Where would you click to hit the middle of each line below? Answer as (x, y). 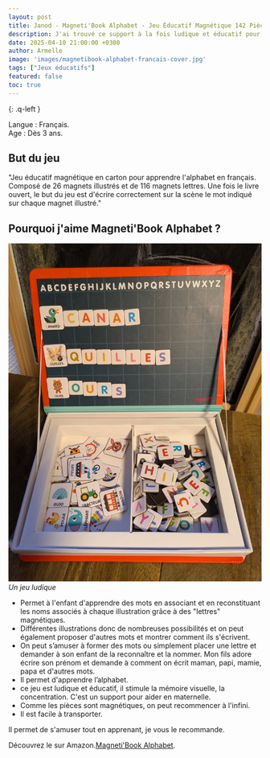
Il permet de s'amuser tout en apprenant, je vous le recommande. (117, 729)
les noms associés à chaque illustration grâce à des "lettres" (120, 611)
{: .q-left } (25, 109)
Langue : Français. (39, 124)
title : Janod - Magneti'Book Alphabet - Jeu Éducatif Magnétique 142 (127, 25)
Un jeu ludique (32, 587)
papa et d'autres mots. (57, 671)
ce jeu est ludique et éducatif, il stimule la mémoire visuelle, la (122, 688)
